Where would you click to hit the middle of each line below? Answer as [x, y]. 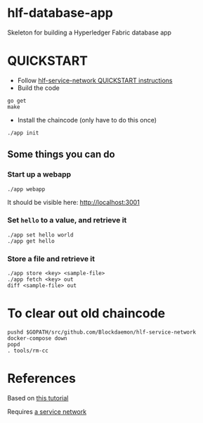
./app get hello [31, 241]
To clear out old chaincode [86, 314]
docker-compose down [38, 339]
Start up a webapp [39, 175]
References [41, 379]
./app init [23, 133]
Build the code [38, 88]
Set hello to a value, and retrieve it [67, 220]
